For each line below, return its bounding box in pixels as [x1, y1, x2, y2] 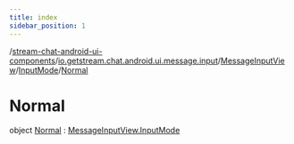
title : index [9, 12, 58, 22]
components [9, 55, 56, 66]
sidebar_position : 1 [9, 21, 87, 30]
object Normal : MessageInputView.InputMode [9, 125, 181, 136]
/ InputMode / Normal [15, 64, 88, 76]
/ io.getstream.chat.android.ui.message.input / [55, 55, 222, 66]
